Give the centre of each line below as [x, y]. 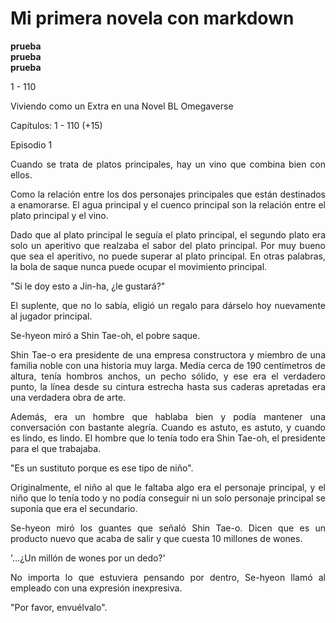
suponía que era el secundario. [74, 508]
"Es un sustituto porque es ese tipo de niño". [102, 468]
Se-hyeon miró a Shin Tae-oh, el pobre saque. [105, 335]
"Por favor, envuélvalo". [59, 607]
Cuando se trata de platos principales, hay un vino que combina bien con [168, 164]
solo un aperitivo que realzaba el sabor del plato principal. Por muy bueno [168, 245]
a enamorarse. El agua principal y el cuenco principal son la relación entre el [168, 204]
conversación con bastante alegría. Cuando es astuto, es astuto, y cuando [168, 427]
